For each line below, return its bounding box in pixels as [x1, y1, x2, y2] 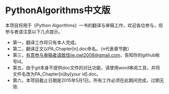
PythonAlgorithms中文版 [5, 5, 111, 16]
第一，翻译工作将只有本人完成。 [12, 39, 79, 45]
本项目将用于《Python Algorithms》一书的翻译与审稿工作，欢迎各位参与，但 [5, 22, 163, 28]
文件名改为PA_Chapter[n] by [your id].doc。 [12, 71, 101, 77]
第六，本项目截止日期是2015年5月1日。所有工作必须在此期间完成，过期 [12, 77, 160, 83]
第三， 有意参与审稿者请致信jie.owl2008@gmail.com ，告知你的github [12, 52, 156, 58]
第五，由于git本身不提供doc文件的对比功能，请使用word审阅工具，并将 [12, 64, 160, 71]
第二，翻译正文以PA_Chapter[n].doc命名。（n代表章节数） [12, 45, 132, 52]
